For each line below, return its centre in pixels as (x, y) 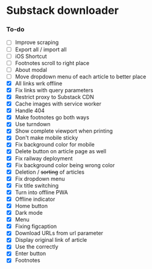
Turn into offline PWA (41, 192)
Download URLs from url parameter (59, 233)
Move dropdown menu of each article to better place (81, 77)
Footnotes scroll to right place (52, 63)
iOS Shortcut (31, 56)
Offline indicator (35, 199)
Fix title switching (37, 185)
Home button (31, 206)
